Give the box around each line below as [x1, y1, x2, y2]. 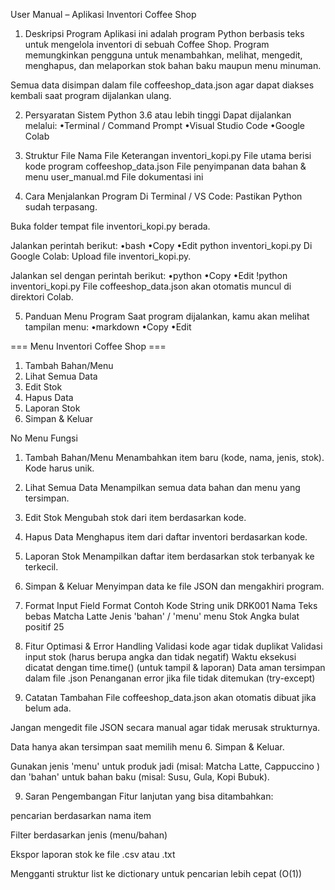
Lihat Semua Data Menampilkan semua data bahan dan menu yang [24, 482, 301, 493]
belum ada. [24, 702, 72, 714]
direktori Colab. [10, 291, 74, 303]
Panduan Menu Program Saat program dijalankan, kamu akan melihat [24, 310, 310, 322]
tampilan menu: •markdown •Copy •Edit [24, 321, 192, 333]
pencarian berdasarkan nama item [10, 810, 152, 821]
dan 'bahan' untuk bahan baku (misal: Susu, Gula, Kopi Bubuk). [10, 771, 270, 783]
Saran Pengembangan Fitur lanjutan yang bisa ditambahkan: [24, 790, 274, 802]
